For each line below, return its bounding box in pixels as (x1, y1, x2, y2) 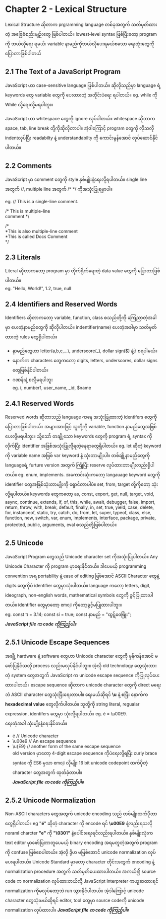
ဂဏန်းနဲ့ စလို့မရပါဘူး (12, 377, 53, 383)
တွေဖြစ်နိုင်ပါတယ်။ (12, 367, 49, 373)
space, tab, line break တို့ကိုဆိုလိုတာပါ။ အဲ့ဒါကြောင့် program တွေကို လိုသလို (5, 125, 155, 131)
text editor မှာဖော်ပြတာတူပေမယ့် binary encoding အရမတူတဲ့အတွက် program (5, 840, 158, 845)
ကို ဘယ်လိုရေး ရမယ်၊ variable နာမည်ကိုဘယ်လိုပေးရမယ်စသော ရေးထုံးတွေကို (5, 41, 155, 47)
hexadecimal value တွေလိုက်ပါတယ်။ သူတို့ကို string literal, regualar (5, 701, 140, 707)
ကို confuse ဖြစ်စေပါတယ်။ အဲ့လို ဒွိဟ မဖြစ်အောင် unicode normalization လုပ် (5, 849, 156, 855)
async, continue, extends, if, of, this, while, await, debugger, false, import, (5, 499, 156, 505)
